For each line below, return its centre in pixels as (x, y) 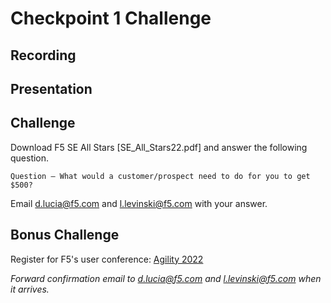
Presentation (51, 88)
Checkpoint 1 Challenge (111, 18)
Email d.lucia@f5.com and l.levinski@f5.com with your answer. (139, 203)
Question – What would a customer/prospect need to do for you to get (160, 176)
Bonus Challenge (65, 235)
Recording (43, 55)
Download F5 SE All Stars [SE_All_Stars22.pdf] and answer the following (159, 147)
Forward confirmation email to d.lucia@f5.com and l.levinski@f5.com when (166, 278)
